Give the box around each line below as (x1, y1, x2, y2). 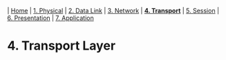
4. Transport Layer (7, 38, 116, 54)
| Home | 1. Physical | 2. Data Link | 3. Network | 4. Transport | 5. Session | (7, 7, 220, 14)
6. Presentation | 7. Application (7, 14, 95, 22)
